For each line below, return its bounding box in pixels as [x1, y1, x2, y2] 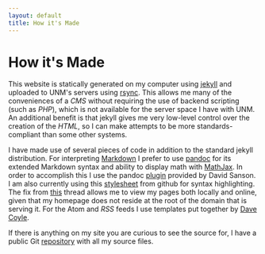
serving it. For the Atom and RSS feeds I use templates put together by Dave [8, 204, 258, 214]
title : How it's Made [8, 19, 80, 27]
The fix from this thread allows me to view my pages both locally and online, [8, 187, 258, 197]
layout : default [8, 11, 62, 20]
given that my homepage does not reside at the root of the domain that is [8, 196, 248, 206]
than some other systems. [42, 130, 128, 140]
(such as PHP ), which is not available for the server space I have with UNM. [8, 105, 255, 114]
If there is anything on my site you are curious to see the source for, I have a [8, 228, 257, 238]
